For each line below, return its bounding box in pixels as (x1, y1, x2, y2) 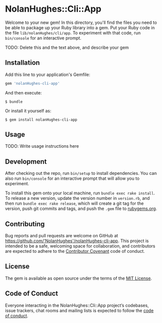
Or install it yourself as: (5, 108, 51, 114)
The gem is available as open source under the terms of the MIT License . (5, 275, 152, 281)
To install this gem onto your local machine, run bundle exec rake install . (5, 190, 155, 196)
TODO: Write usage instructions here (5, 143, 79, 149)
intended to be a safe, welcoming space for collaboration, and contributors (5, 243, 155, 249)
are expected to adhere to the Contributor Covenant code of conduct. (5, 248, 145, 254)
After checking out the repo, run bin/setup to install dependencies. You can (5, 171, 157, 176)
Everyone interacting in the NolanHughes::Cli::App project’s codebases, (5, 302, 149, 308)
